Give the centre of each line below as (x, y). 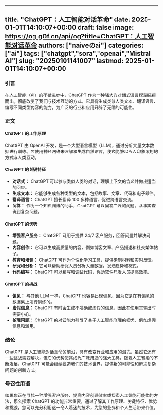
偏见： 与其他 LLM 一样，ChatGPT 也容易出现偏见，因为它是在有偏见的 (83, 296)
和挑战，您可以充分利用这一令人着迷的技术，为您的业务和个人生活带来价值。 (81, 408)
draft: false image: (106, 28)
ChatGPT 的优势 (21, 224)
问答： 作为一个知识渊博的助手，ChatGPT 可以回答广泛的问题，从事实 (82, 206)
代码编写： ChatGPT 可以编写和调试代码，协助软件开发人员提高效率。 (82, 272)
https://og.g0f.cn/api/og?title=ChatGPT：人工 (76, 36)
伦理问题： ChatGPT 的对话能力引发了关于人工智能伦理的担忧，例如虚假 (84, 320)
